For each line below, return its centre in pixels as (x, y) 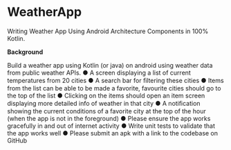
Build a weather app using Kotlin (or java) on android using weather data (110, 65)
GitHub (17, 140)
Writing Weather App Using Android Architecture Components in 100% (108, 31)
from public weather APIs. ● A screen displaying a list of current (99, 73)
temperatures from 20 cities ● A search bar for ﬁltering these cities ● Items (115, 80)
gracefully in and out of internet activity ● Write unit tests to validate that (111, 126)
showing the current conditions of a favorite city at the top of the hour (107, 111)
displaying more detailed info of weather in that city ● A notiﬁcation (104, 103)
